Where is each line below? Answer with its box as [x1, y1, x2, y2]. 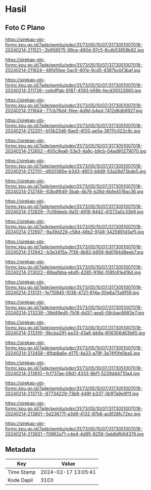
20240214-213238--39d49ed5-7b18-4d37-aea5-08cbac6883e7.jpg [5, 310, 145, 315]
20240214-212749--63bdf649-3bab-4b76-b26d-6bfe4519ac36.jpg [5, 189, 144, 195]
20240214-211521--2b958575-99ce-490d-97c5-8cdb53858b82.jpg [5, 47, 144, 53]
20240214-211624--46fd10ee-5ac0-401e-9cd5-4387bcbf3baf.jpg [5, 67, 141, 73]
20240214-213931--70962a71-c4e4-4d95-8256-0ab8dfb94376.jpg [5, 431, 144, 437]
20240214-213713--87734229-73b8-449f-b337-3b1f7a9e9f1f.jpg [5, 391, 139, 396]
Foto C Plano [5, 23, 45, 32]
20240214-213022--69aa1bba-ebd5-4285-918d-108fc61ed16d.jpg [5, 270, 141, 275]
